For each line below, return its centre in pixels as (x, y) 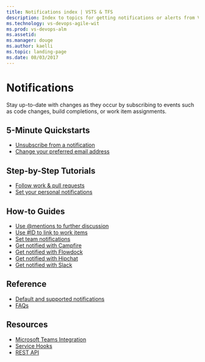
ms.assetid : (21, 35)
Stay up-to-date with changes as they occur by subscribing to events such (100, 105)
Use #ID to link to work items (51, 232)
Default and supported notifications (60, 299)
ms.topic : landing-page (37, 52)
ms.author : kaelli (30, 46)
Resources (27, 325)
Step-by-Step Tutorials (51, 171)
